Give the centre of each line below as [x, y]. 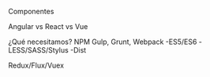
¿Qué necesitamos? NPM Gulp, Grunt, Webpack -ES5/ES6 [103, 42]
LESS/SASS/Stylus [38, 50]
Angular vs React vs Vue [48, 26]
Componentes [31, 11]
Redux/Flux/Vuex [36, 65]
